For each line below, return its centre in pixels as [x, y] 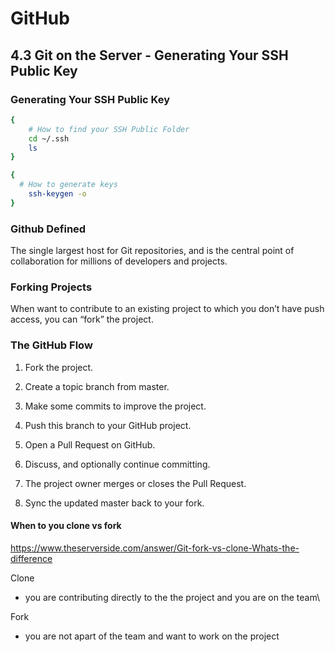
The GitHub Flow [51, 345]
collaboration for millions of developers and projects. [119, 261]
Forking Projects [51, 287]
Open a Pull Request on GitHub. [90, 444]
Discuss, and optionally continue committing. [117, 464]
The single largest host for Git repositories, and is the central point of [152, 251]
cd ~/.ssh [49, 138]
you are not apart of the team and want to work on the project [152, 636]
